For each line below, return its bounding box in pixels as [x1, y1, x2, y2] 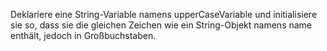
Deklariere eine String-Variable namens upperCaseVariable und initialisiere [10, 9, 318, 20]
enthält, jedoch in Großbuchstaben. [10, 30, 157, 41]
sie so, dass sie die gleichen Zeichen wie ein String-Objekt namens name [10, 19, 313, 31]
